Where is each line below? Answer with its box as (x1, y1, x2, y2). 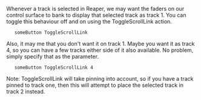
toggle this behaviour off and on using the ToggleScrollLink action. (6, 18, 173, 25)
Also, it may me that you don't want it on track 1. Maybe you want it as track (6, 40, 195, 47)
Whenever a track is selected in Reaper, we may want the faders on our (6, 5, 185, 12)
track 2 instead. (6, 88, 45, 95)
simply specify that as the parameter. (6, 53, 99, 60)
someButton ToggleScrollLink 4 (14, 64, 94, 70)
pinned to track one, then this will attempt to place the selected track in (6, 81, 183, 89)
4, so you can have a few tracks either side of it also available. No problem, (6, 46, 194, 54)
